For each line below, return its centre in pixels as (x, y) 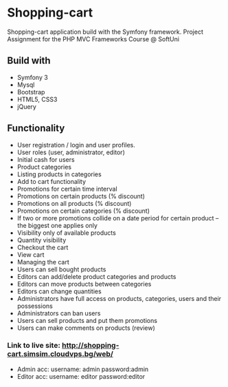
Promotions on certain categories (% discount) (83, 211)
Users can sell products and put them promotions (87, 320)
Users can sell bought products (61, 269)
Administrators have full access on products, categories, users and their (119, 298)
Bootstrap (31, 92)
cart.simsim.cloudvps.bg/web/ (60, 354)
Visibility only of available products (67, 233)
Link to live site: (34, 346)
